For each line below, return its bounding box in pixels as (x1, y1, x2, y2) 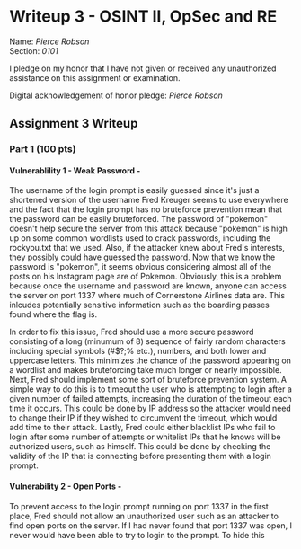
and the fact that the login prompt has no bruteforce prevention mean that (9, 204, 283, 215)
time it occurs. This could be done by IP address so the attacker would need (9, 403, 292, 414)
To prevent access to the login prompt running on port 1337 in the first (9, 500, 270, 511)
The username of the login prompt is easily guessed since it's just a (9, 185, 260, 196)
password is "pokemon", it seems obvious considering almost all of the (9, 261, 272, 272)
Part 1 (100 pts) (9, 143, 76, 155)
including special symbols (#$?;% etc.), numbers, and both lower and (9, 346, 267, 357)
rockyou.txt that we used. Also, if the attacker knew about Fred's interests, (9, 243, 286, 253)
